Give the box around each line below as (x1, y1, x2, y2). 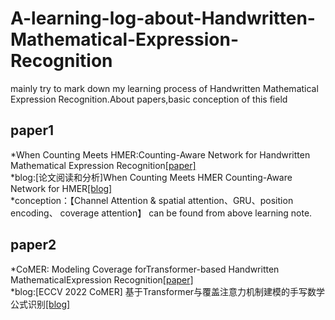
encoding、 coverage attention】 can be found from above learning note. (10, 207, 313, 219)
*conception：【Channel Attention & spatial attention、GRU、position (10, 194, 294, 206)
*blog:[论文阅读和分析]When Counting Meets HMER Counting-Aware (10, 171, 293, 183)
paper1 (10, 122, 54, 139)
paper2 (10, 237, 57, 254)
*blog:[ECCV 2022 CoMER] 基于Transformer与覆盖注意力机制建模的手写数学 (10, 285, 326, 297)
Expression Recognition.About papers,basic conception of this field (10, 93, 288, 105)
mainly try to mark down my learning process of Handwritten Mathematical (10, 82, 319, 94)
